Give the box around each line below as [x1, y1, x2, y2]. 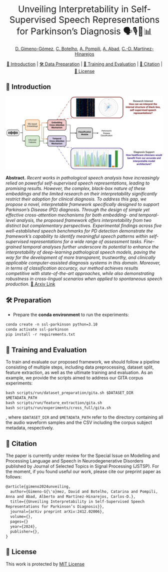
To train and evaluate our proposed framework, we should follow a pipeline [5, 359, 160, 365]
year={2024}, [10, 524, 37, 529]
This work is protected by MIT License [5, 561, 84, 567]
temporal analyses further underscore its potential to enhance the [22, 243, 159, 249]
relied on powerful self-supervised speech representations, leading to [5, 180, 150, 186]
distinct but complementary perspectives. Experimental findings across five [5, 222, 162, 228]
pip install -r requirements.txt [5, 332, 75, 337]
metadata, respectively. [5, 425, 54, 431]
